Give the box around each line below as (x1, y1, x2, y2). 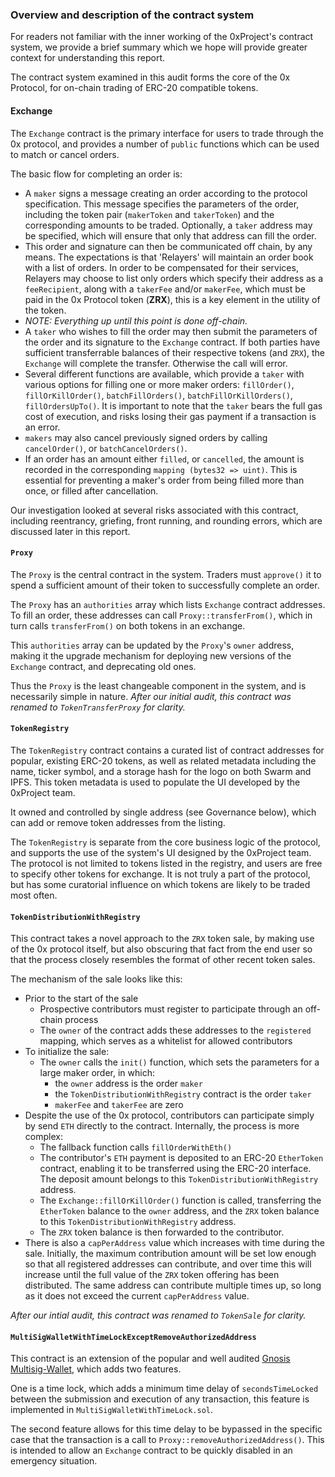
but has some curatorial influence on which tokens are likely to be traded (10, 878, 311, 890)
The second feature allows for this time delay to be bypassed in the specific (10, 1423, 323, 1435)
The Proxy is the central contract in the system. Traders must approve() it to (10, 568, 322, 580)
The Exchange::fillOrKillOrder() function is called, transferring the (39, 1194, 322, 1207)
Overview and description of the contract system (10, 8, 255, 22)
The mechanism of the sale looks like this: (10, 973, 183, 985)
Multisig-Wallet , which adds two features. (10, 1363, 182, 1375)
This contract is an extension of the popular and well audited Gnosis (10, 1353, 291, 1365)
